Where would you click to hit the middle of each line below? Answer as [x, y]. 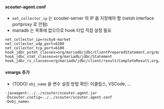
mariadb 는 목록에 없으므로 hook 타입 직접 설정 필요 [62, 30]
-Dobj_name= [17, 102]
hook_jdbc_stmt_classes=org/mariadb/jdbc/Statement [59, 57]
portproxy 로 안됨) [30, 24]
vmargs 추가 [18, 72]
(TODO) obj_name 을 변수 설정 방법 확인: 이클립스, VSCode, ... [72, 84]
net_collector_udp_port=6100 [35, 44]
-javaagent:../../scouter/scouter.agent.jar [51, 93]
